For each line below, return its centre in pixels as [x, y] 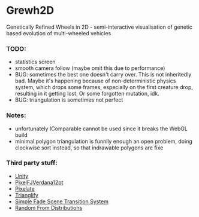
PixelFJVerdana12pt [39, 182]
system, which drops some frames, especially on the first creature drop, [104, 87]
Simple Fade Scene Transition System [62, 201]
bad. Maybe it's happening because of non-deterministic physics [95, 81]
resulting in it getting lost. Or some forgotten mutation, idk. [87, 94]
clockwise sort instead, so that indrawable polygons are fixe [89, 148]
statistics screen [35, 62]
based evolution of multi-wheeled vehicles [59, 33]
